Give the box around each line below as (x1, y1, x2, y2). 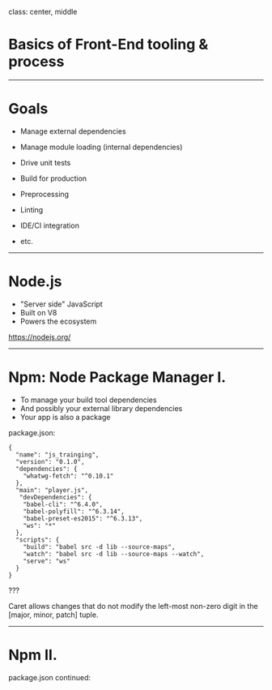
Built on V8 (19, 307, 57, 317)
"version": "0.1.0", (15, 457, 85, 465)
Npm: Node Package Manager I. (8, 368, 227, 386)
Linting (19, 204, 44, 214)
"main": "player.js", (15, 486, 89, 494)
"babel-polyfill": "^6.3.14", (23, 507, 125, 516)
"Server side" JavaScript (19, 299, 103, 309)
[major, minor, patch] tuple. (8, 610, 99, 619)
